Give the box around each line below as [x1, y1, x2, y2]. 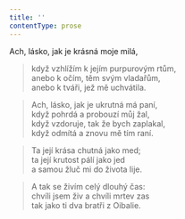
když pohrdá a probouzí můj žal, [30, 109, 150, 119]
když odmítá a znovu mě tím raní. [30, 127, 154, 138]
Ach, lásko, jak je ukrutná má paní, [30, 99, 158, 109]
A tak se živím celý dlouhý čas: [30, 181, 146, 191]
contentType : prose [9, 21, 82, 30]
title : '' [9, 12, 46, 22]
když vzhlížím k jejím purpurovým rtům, [30, 63, 177, 74]
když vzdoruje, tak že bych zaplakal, [30, 118, 166, 129]
